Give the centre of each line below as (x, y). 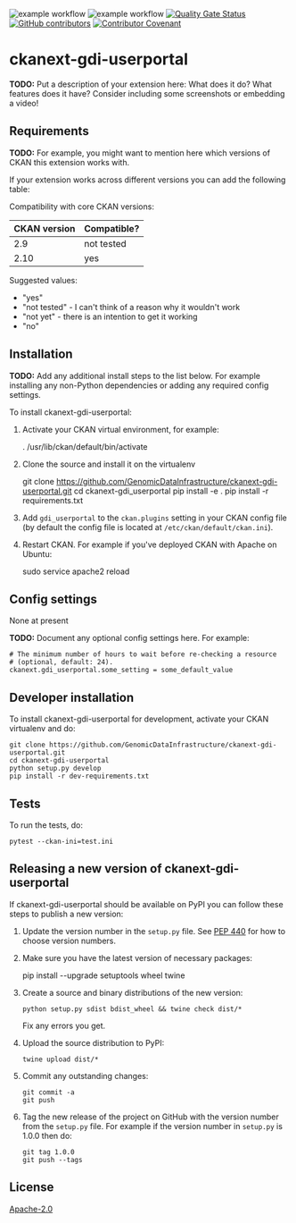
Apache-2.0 (31, 1209)
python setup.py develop (55, 769)
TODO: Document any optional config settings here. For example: (129, 638)
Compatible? (112, 228)
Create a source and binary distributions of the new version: (132, 992)
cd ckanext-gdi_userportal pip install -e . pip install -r (172, 491)
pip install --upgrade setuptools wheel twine (103, 975)
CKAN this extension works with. (70, 162)
